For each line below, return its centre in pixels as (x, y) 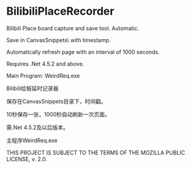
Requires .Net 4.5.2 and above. (45, 64)
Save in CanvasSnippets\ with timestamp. (59, 40)
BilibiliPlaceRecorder (60, 11)
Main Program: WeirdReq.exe (43, 75)
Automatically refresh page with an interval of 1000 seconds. (83, 52)
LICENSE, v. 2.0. (27, 159)
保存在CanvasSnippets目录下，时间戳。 (56, 101)
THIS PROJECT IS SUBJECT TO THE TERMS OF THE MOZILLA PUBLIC (96, 152)
